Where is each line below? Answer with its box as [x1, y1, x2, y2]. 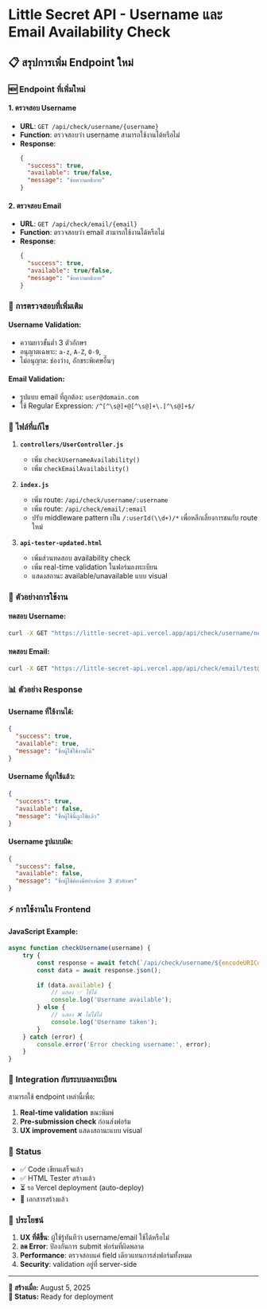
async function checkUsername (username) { [8, 945, 151, 953]
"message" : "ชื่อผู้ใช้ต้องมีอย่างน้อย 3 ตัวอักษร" [15, 877, 137, 885]
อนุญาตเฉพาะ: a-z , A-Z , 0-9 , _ [19, 346, 107, 356]
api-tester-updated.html [19, 540, 103, 547]
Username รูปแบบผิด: [8, 837, 74, 847]
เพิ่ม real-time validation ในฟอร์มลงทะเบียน [31, 563, 158, 572]
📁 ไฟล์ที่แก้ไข [8, 421, 49, 432]
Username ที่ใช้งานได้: [8, 707, 74, 716]
